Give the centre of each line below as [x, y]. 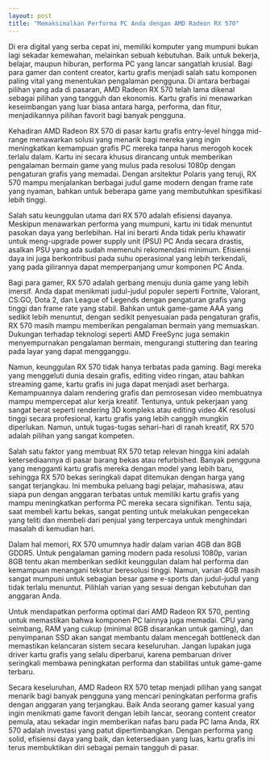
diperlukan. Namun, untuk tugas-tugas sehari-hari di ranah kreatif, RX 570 [131, 427]
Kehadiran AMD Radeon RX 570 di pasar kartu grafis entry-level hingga [127, 131]
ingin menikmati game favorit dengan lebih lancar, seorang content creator [132, 713]
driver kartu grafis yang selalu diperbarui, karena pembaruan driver [120, 654]
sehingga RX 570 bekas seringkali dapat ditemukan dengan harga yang [127, 477]
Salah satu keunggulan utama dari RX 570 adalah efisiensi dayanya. [120, 215]
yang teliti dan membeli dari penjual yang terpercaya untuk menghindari [128, 520]
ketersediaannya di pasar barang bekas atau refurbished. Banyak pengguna [134, 460]
